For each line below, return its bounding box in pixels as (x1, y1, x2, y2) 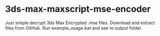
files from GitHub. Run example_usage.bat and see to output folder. (5, 25, 143, 31)
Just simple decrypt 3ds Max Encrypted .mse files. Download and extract (5, 20, 155, 26)
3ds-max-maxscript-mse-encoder (5, 3, 151, 15)
